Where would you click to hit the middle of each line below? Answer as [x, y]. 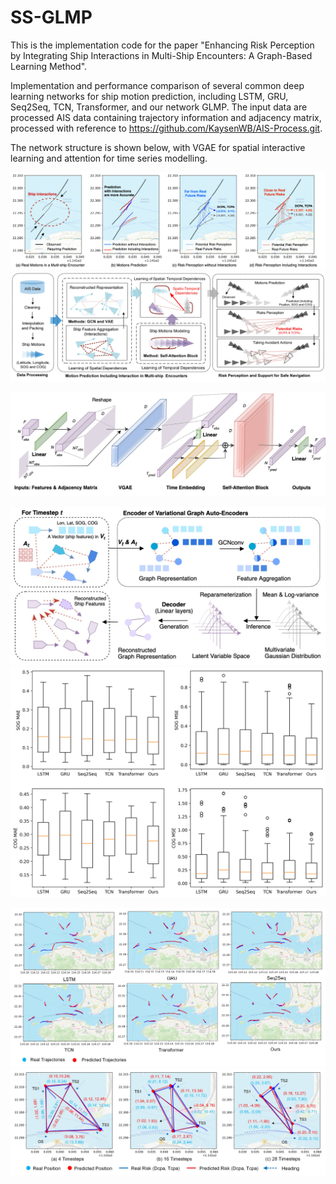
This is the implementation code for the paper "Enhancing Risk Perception [162, 45]
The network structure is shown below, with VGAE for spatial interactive [158, 147]
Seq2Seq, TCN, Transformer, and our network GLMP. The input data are [159, 107]
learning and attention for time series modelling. [109, 158]
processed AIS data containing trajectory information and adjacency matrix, [166, 117]
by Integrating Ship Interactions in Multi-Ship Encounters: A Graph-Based [161, 55]
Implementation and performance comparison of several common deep [157, 85]
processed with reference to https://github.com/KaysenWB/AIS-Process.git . [166, 128]
